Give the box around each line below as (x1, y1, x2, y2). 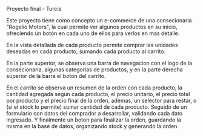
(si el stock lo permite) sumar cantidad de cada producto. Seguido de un (6, 103, 187, 111)
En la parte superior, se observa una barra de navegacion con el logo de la (6, 60, 193, 66)
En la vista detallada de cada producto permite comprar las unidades (6, 42, 178, 48)
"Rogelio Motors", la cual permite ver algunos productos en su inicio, (6, 24, 178, 30)
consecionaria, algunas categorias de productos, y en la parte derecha (6, 66, 183, 73)
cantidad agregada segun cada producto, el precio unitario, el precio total (6, 91, 190, 97)
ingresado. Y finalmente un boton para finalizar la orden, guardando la (6, 116, 182, 123)
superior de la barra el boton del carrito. (6, 73, 106, 79)
